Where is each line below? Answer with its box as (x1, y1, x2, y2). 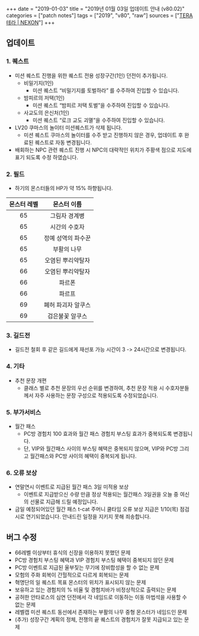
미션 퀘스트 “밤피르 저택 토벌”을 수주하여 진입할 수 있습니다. (32, 102, 170, 109)
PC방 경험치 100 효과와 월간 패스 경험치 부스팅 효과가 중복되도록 (23, 430, 172, 437)
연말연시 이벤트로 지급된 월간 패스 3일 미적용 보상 (14, 483, 129, 490)
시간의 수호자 (50, 222, 85, 231)
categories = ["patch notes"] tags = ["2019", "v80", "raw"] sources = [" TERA (6, 12, 193, 19)
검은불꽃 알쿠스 (47, 311, 88, 320)
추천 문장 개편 (14, 377, 47, 384)
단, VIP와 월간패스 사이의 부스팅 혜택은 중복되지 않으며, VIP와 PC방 (23, 445, 179, 452)
